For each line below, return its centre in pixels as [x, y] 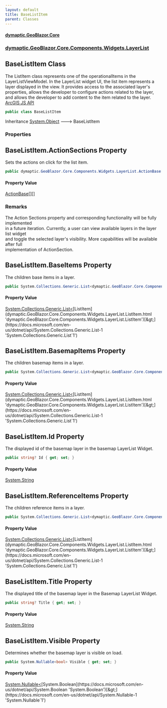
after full [14, 244]
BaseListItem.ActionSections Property [66, 150]
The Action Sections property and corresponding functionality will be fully [81, 218]
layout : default [22, 10]
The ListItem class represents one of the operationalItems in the [71, 76]
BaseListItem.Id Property [45, 436]
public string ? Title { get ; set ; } [43, 603]
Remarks [16, 207]
